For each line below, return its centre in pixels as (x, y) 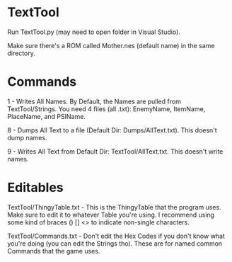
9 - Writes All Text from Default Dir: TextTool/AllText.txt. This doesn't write (115, 151)
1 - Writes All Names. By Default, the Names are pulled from (94, 101)
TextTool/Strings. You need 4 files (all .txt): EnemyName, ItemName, (106, 109)
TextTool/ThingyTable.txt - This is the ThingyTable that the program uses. (114, 207)
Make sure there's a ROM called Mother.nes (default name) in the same (111, 45)
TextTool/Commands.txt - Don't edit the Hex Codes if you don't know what (116, 236)
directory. (21, 53)
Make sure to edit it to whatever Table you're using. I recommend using (111, 215)
